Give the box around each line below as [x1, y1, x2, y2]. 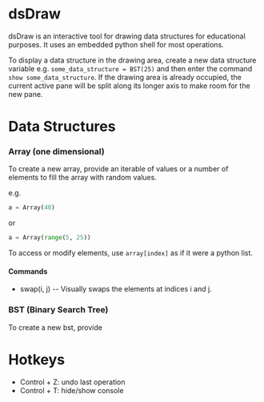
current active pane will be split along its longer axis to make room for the [8, 81, 250, 90]
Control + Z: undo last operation [19, 377, 126, 387]
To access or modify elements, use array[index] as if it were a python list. [8, 248, 254, 258]
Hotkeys [8, 350, 66, 368]
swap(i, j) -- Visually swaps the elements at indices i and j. [19, 284, 212, 294]
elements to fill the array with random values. [8, 173, 158, 183]
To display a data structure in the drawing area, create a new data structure [8, 55, 257, 65]
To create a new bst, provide [8, 322, 102, 332]
